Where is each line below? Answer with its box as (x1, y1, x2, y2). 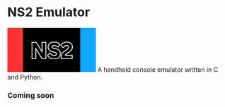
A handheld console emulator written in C (97, 65, 219, 74)
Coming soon (7, 90, 54, 100)
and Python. (7, 73, 43, 81)
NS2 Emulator (7, 4, 91, 20)
